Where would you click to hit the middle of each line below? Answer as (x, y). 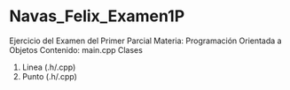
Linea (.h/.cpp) (49, 67)
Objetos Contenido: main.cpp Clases (76, 49)
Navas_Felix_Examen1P (97, 16)
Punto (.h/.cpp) (50, 76)
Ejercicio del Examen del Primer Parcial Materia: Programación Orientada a (145, 41)
